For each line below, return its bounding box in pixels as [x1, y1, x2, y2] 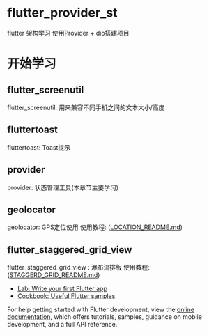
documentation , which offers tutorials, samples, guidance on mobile [7, 313, 202, 321]
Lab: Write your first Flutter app [17, 284, 108, 293]
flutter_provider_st [7, 5, 118, 21]
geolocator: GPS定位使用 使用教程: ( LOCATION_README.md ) [7, 223, 183, 231]
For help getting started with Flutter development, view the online [7, 305, 195, 314]
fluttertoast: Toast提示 [7, 143, 71, 151]
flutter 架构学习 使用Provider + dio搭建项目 [7, 29, 130, 37]
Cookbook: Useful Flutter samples [17, 292, 116, 300]
